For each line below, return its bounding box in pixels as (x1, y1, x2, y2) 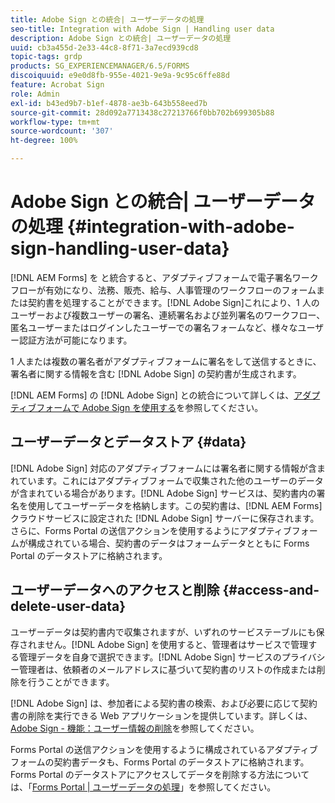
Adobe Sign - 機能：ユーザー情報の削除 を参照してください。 (10, 722, 260, 734)
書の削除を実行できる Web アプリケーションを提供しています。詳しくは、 (10, 709, 313, 721)
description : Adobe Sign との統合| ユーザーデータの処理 (10, 33, 232, 43)
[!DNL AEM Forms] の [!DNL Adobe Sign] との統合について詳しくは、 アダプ (10, 389, 321, 401)
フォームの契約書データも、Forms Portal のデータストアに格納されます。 (10, 756, 310, 768)
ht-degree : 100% (10, 136, 78, 146)
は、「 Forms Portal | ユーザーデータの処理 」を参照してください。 (10, 781, 277, 793)
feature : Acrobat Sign (10, 80, 105, 90)
